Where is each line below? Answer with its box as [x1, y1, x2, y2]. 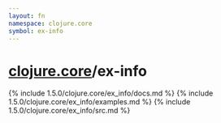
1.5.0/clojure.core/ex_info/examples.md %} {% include [8, 97, 191, 107]
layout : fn [8, 11, 45, 20]
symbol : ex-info [8, 27, 63, 35]
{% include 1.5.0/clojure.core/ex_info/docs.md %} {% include [8, 88, 214, 98]
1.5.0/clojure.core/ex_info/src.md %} [8, 106, 131, 116]
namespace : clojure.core [8, 19, 93, 28]
